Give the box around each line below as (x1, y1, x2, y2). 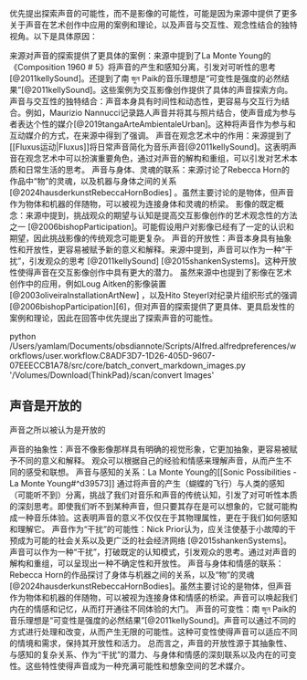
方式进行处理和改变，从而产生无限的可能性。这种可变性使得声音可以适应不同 (9, 626, 298, 637)
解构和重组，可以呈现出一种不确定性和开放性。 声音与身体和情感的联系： (9, 558, 284, 569)
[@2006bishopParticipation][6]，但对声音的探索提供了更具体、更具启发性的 (9, 301, 295, 312)
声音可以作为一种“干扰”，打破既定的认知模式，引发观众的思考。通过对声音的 (9, 546, 297, 557)
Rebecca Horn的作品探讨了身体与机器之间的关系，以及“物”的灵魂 (9, 569, 255, 580)
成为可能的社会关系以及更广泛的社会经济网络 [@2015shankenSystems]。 (16, 535, 292, 546)
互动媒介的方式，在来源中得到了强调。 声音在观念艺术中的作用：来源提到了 (9, 131, 292, 141)
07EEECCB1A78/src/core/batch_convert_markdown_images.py (9, 360, 247, 371)
